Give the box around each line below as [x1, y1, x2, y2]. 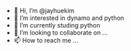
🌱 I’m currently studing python [13, 21, 101, 29]
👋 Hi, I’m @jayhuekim [13, 7, 75, 14]
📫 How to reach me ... [13, 37, 78, 44]
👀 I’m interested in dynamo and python [13, 14, 125, 22]
